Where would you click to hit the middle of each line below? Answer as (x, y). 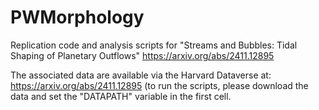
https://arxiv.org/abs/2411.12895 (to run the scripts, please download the (159, 85)
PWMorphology (77, 17)
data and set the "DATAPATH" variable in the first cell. (121, 96)
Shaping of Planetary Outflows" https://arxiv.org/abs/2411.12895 (142, 55)
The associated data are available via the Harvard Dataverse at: (141, 75)
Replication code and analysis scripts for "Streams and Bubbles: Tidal (154, 45)
